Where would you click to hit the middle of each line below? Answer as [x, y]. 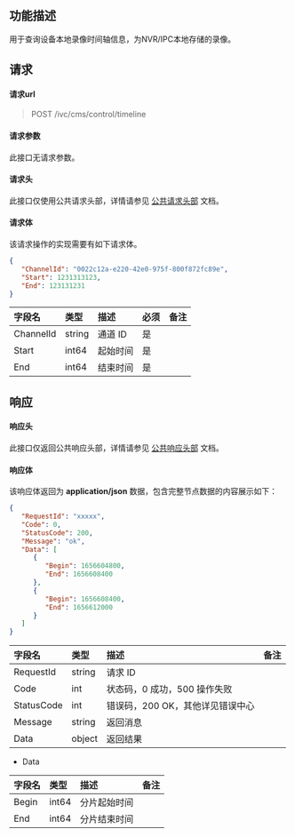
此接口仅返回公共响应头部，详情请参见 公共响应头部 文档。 [116, 448]
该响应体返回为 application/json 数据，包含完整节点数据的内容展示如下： [144, 491]
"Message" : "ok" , [53, 541]
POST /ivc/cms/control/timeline [88, 115]
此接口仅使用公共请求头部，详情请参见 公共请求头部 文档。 [116, 200]
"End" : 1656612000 [79, 607]
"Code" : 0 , [41, 524]
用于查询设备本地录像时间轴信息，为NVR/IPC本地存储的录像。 [123, 39]
